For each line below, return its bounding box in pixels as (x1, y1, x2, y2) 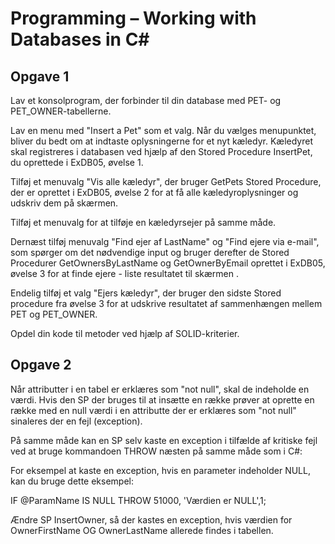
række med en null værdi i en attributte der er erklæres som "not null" (10, 404, 297, 416)
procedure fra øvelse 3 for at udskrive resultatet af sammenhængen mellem (10, 298, 323, 309)
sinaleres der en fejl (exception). (10, 415, 143, 427)
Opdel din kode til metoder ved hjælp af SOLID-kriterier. (10, 328, 240, 339)
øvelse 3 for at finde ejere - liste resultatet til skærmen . (10, 268, 240, 279)
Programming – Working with (10, 7, 257, 30)
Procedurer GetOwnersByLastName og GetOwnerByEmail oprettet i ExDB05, (10, 257, 326, 269)
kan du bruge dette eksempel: (10, 475, 135, 487)
